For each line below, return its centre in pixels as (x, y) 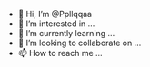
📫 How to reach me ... (60, 53)
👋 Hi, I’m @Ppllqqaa (55, 14)
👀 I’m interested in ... (56, 24)
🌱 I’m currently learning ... (66, 33)
